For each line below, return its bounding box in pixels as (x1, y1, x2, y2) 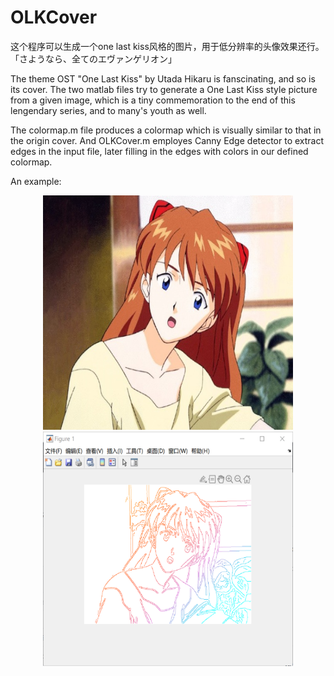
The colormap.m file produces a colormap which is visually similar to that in (10, 124, 322, 136)
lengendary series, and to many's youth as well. (10, 104, 207, 116)
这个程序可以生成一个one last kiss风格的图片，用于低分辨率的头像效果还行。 (10, 40, 325, 52)
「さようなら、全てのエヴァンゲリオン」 (10, 52, 177, 65)
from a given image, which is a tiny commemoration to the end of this (10, 94, 296, 106)
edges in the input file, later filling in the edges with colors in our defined (10, 145, 309, 157)
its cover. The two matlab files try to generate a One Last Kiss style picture (10, 83, 318, 95)
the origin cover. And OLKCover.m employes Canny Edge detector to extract (10, 134, 325, 146)
